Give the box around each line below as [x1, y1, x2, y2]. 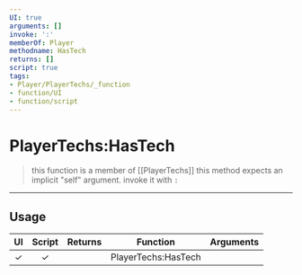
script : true [9, 64, 58, 73]
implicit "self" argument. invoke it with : [31, 174, 179, 185]
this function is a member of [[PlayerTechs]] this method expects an [31, 165, 283, 176]
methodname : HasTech [9, 47, 87, 56]
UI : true [9, 13, 42, 22]
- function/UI [9, 88, 63, 97]
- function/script [9, 96, 78, 106]
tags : [9, 72, 30, 81]
